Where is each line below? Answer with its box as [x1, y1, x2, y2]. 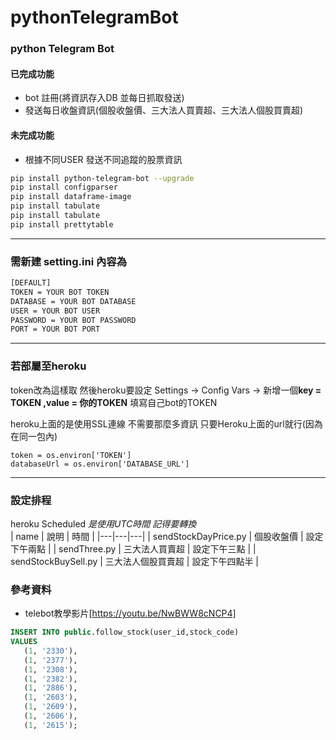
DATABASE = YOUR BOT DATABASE [10, 296, 137, 306]
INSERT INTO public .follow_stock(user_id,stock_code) [10, 627, 240, 638]
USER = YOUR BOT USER [10, 306, 101, 316]
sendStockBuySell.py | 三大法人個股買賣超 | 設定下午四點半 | [10, 555, 259, 567]
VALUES [10, 637, 38, 647]
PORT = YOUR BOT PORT [10, 324, 101, 335]
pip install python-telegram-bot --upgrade [10, 173, 195, 183]
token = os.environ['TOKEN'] [10, 450, 132, 460]
